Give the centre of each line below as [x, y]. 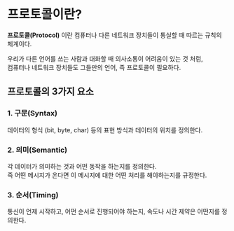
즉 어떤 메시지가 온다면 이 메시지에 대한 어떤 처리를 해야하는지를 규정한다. [107, 175]
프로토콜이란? [45, 14]
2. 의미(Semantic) [37, 150]
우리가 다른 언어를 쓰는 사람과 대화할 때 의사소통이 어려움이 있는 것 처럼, [105, 58]
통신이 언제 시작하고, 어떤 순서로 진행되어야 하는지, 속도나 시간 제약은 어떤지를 [114, 211]
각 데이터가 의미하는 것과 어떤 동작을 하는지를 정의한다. [82, 166]
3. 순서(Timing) [33, 195]
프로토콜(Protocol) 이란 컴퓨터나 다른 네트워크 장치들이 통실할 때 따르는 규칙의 [115, 35]
